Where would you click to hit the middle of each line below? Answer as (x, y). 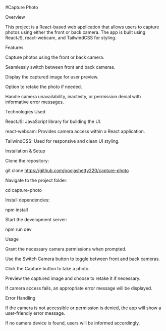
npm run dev (18, 229)
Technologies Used (25, 112)
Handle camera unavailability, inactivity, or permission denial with (73, 96)
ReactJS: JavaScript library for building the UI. (53, 121)
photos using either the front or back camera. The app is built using (75, 32)
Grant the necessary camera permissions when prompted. (66, 249)
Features (14, 47)
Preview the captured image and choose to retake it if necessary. (73, 278)
